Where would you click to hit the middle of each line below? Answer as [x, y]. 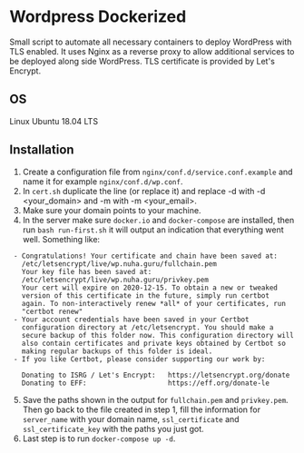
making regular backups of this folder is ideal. [117, 351]
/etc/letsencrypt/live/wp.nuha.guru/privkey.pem [115, 280]
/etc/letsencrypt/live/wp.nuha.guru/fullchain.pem [119, 264]
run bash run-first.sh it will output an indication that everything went [153, 230]
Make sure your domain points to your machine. [112, 210]
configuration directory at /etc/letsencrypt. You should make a [147, 327]
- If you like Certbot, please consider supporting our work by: [139, 359]
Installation [42, 150]
